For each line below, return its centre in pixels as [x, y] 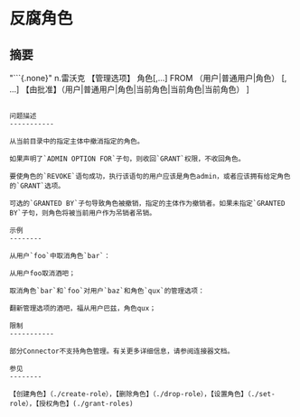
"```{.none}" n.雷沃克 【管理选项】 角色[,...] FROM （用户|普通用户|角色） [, [148, 78]
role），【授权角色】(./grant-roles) [71, 403]
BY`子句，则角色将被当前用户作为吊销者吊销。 [83, 213]
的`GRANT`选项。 [37, 186]
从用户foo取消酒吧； [42, 273]
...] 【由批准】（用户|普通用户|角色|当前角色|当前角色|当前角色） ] [130, 89]
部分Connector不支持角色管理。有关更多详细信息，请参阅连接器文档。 [122, 351]
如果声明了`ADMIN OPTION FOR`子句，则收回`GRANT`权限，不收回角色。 [127, 159]
